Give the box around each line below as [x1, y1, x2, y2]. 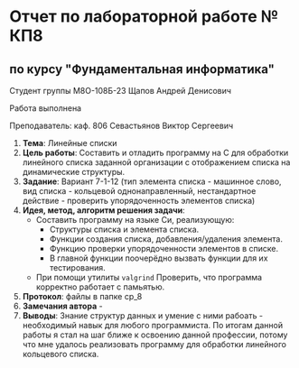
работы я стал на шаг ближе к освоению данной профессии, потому [22, 329, 288, 340]
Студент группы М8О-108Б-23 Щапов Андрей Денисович [9, 86, 232, 96]
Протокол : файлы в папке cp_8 [22, 291, 143, 301]
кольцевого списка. [22, 349, 99, 359]
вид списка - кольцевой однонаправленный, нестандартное [22, 186, 257, 196]
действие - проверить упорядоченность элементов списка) [22, 196, 256, 206]
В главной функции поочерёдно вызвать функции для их [49, 253, 268, 263]
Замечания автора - [22, 300, 103, 311]
